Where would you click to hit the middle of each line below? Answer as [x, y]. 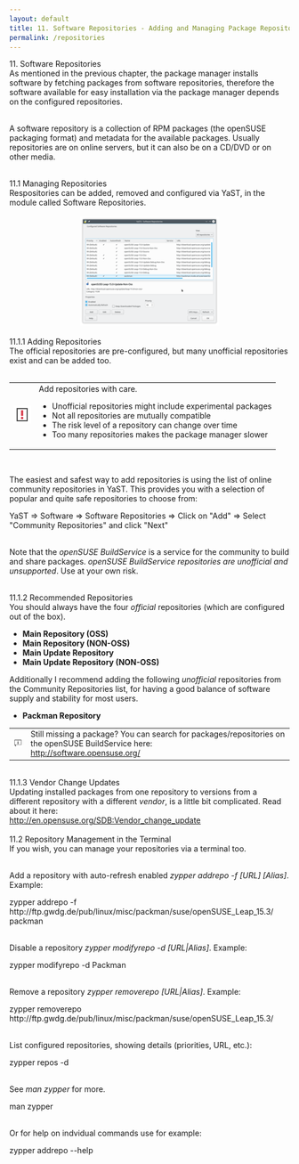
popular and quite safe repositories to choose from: [104, 498]
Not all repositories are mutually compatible [132, 416]
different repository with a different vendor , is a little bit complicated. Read [145, 801]
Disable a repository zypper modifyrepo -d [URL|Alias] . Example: [128, 948]
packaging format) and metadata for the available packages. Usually [134, 138]
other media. [32, 157]
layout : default [39, 19]
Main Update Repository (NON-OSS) [91, 662]
